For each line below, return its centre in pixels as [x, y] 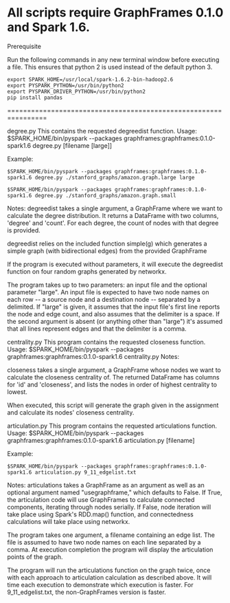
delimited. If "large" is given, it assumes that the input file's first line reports [114, 307]
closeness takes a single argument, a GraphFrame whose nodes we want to [114, 370]
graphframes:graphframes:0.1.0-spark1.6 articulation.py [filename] [101, 440]
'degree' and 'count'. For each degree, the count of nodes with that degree [113, 223]
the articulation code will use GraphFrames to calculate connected [101, 499]
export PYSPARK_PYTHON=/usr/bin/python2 [66, 85]
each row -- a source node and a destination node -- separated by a [104, 299]
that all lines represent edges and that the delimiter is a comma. [97, 329]
